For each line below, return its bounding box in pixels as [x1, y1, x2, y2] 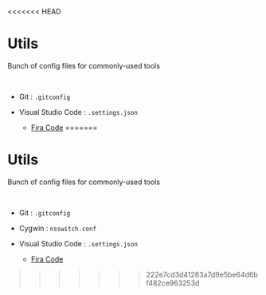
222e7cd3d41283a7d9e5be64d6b [146, 269, 258, 279]
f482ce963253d [146, 278, 200, 288]
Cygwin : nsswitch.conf [18, 223, 97, 233]
